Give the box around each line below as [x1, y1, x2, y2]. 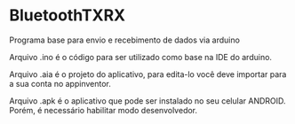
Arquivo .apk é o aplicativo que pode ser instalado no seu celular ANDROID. [9, 95, 286, 106]
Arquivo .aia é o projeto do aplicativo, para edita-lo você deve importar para [9, 68, 287, 80]
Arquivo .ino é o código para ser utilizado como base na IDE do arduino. [9, 51, 273, 62]
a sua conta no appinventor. [9, 78, 111, 89]
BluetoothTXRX [9, 5, 126, 26]
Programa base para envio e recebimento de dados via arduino [9, 35, 240, 45]
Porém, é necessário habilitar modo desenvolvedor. [9, 105, 198, 115]
